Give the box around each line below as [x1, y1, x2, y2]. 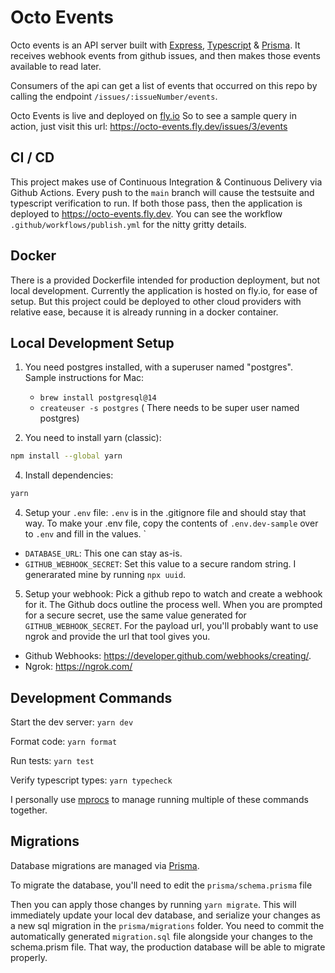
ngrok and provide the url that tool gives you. [24, 631, 211, 643]
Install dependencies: [24, 469, 114, 481]
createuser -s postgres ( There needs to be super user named [39, 402, 300, 414]
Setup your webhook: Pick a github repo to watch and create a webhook [24, 588, 323, 600]
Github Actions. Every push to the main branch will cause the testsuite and [10, 186, 315, 198]
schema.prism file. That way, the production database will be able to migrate [10, 941, 326, 953]
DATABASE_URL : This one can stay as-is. [24, 547, 183, 560]
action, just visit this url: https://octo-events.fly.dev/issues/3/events [10, 120, 288, 132]
